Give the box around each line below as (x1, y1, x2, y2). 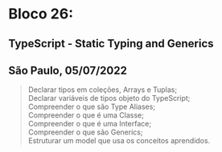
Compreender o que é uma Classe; (27, 110, 145, 120)
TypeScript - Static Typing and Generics (8, 37, 215, 50)
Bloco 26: (8, 5, 74, 23)
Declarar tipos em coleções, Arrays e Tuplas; (27, 85, 178, 94)
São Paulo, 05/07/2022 (8, 63, 127, 77)
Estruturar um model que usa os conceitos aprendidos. (27, 136, 211, 146)
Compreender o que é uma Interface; (27, 119, 151, 129)
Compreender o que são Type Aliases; (27, 102, 155, 112)
